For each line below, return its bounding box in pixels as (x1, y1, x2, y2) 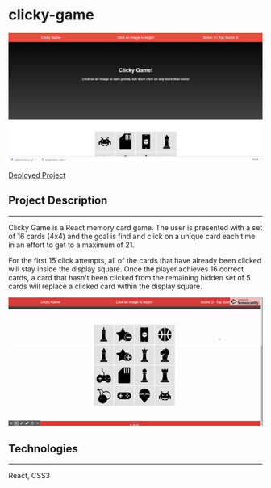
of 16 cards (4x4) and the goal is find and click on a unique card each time (8, 231, 256, 241)
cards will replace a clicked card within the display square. (8, 281, 203, 291)
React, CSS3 (8, 471, 51, 481)
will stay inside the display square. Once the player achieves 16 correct (8, 264, 244, 274)
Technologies (8, 442, 79, 456)
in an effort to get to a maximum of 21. (8, 240, 135, 250)
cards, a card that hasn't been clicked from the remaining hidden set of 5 (8, 272, 252, 282)
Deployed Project (8, 170, 66, 179)
